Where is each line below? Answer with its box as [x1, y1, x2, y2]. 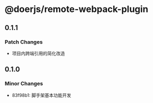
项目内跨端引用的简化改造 [12, 50, 65, 56]
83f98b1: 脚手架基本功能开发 [12, 92, 71, 98]
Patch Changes [5, 38, 43, 45]
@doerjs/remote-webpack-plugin [5, 3, 148, 15]
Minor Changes [5, 80, 43, 87]
